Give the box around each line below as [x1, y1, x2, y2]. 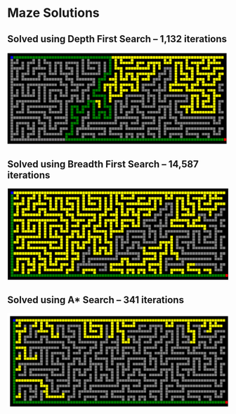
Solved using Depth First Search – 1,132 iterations [7, 33, 227, 45]
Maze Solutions [7, 5, 100, 21]
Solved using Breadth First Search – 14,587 [7, 158, 199, 170]
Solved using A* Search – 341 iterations [7, 294, 185, 306]
